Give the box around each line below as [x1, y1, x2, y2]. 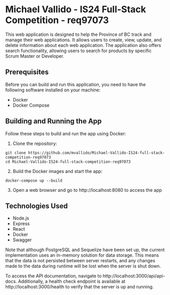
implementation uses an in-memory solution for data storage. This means [5, 252, 159, 258]
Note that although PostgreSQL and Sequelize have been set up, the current [5, 247, 165, 253]
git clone [5, 150, 26, 155]
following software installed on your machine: [5, 87, 101, 93]
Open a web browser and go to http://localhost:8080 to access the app [12, 187, 162, 193]
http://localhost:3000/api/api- [102, 273, 165, 279]
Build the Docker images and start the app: [12, 168, 103, 174]
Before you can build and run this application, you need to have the [5, 81, 146, 87]
